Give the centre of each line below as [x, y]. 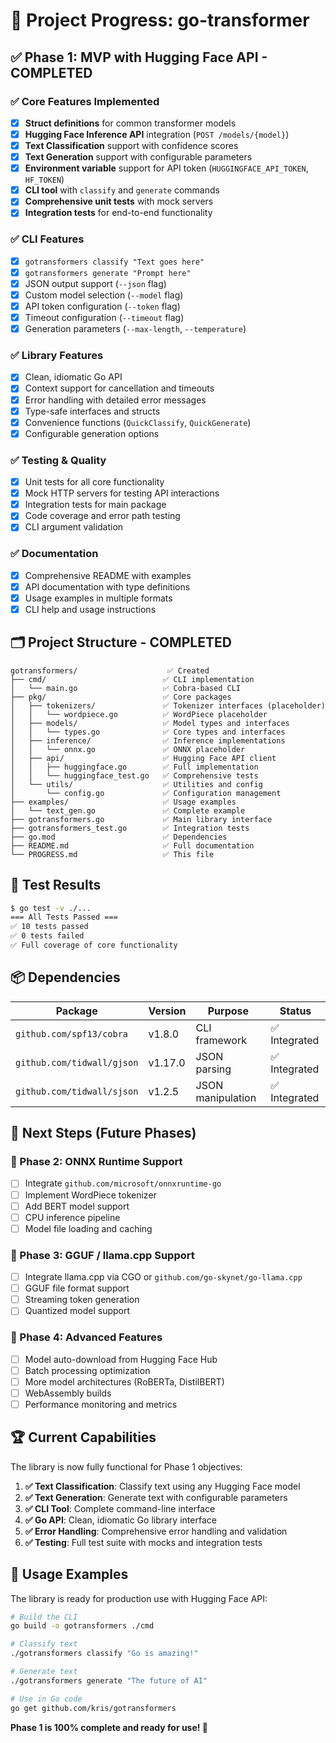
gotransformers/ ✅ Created [110, 670]
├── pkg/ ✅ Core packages [121, 697]
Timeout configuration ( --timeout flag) [104, 317]
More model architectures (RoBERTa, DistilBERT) [124, 1381]
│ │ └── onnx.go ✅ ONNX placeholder [128, 749]
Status [295, 1011]
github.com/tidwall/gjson [77, 1062]
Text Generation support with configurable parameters [138, 157]
